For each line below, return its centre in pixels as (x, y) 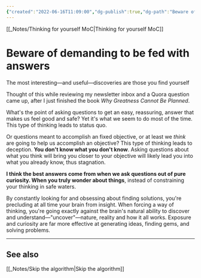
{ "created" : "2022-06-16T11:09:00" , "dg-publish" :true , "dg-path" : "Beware (97, 12)
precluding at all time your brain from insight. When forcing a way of (90, 204)
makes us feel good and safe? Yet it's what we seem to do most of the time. (99, 118)
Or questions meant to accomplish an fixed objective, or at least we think (96, 136)
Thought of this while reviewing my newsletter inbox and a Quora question (98, 94)
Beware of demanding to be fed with (98, 53)
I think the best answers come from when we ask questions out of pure (96, 174)
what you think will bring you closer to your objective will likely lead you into (100, 156)
